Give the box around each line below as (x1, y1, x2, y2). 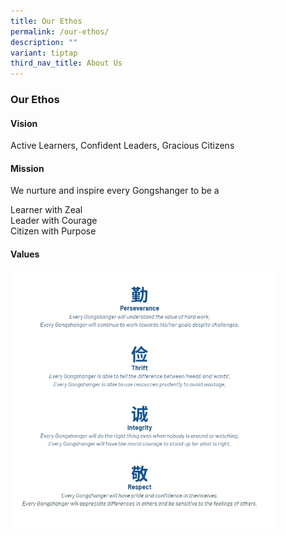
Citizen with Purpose (10, 225, 97, 237)
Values (10, 248, 40, 260)
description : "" (10, 37, 78, 47)
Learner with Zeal (10, 204, 83, 216)
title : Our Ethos (10, 16, 83, 26)
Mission (10, 162, 45, 174)
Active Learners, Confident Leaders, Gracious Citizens (10, 140, 235, 152)
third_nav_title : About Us (10, 58, 123, 69)
